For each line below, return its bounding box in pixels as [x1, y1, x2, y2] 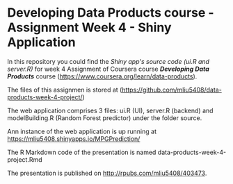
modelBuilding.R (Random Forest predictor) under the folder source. [7, 113, 202, 122]
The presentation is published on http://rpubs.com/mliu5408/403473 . [7, 169, 207, 177]
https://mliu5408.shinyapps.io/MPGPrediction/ [7, 134, 140, 143]
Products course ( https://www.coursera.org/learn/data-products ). [7, 72, 198, 81]
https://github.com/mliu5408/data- [121, 85, 223, 94]
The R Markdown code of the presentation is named [7, 148, 156, 156]
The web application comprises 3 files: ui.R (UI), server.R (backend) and [7, 106, 214, 115]
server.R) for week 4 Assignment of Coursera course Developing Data [7, 65, 210, 73]
